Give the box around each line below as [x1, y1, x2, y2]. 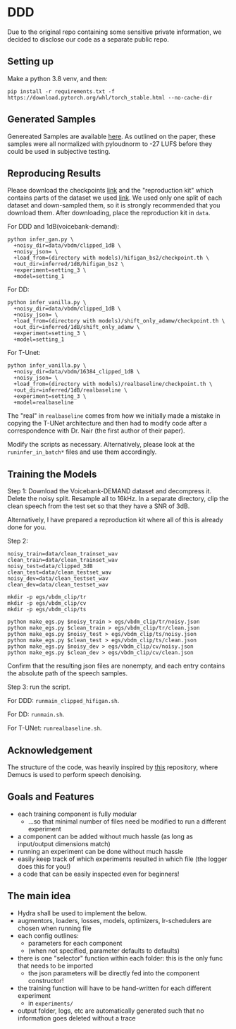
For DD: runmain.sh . [7, 710, 65, 718]
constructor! [27, 976, 64, 985]
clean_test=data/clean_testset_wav [7, 569, 112, 576]
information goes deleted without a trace [17, 1013, 136, 1022]
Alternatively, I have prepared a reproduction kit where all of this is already [7, 516, 223, 524]
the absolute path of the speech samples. [7, 669, 128, 678]
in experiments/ [27, 999, 74, 1007]
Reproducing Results [7, 167, 101, 179]
